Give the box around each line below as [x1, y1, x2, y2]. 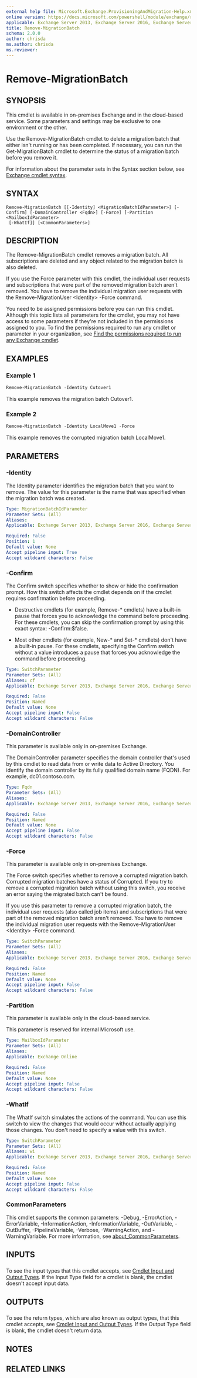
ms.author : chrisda [6, 42, 54, 48]
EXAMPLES [6, 354, 49, 364]
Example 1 [6, 371, 36, 380]
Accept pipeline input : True [6, 549, 77, 555]
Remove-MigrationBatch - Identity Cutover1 [6, 385, 111, 391]
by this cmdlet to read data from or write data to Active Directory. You [6, 761, 174, 768]
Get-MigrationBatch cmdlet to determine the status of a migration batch [6, 148, 179, 155]
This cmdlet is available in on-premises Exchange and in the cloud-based [6, 111, 184, 118]
